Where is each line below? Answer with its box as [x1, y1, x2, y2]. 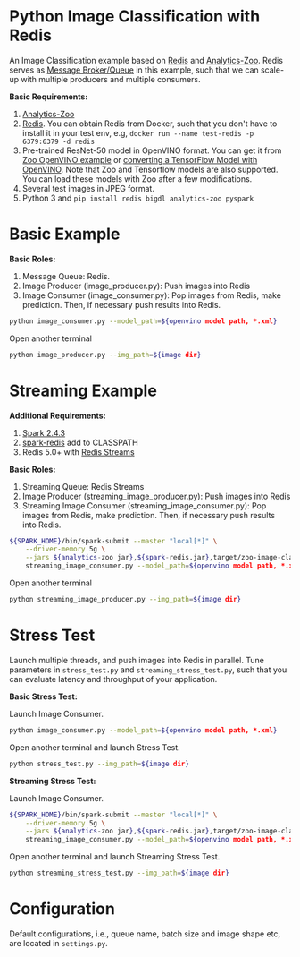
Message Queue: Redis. [21, 270, 110, 281]
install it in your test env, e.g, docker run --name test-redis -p [21, 127, 254, 138]
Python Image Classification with [9, 6, 261, 27]
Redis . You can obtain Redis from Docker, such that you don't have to [21, 118, 278, 129]
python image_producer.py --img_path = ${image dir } [9, 350, 202, 359]
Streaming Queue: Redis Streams [21, 481, 145, 491]
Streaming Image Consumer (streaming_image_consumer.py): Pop [21, 500, 267, 511]
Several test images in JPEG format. [21, 183, 154, 193]
